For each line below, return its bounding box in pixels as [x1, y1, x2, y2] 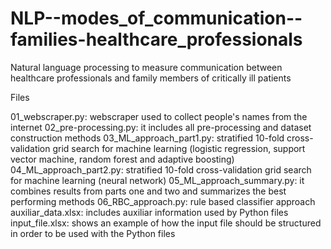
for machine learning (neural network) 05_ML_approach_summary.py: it [10, 174, 305, 186]
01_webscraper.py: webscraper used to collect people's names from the [10, 110, 308, 122]
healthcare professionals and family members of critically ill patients [10, 72, 292, 84]
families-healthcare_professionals [10, 28, 303, 51]
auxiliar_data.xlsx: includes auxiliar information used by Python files [10, 206, 289, 218]
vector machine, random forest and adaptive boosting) [10, 153, 235, 165]
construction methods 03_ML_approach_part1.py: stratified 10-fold [10, 132, 285, 144]
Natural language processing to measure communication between [10, 61, 283, 73]
